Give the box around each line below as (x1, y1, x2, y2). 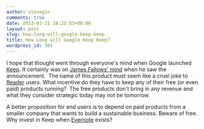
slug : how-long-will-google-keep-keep (6, 31, 105, 38)
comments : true (6, 15, 45, 21)
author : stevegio (6, 8, 51, 15)
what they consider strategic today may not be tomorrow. (6, 91, 150, 99)
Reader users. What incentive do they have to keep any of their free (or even (6, 78, 199, 85)
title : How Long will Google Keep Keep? (6, 37, 111, 43)
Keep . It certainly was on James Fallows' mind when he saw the (6, 65, 167, 73)
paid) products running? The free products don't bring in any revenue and (6, 85, 193, 92)
